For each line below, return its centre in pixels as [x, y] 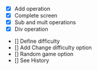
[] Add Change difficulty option [53, 48]
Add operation [32, 9]
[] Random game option [44, 54]
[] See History [32, 60]
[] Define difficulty [37, 41]
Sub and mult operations [45, 22]
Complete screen [36, 16]
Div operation [31, 29]
